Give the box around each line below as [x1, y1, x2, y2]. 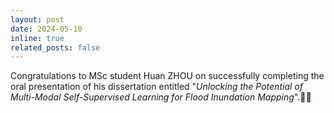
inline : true [10, 33, 65, 43]
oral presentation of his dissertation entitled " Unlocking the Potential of [10, 81, 303, 93]
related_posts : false [10, 42, 101, 53]
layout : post [10, 14, 65, 25]
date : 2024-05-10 [10, 24, 83, 34]
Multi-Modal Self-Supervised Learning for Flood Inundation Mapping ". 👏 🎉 [10, 91, 312, 103]
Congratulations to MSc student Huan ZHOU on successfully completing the [10, 70, 325, 82]
